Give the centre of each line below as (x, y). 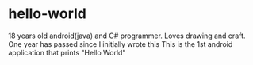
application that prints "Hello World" (67, 52)
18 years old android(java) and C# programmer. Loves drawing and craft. (127, 36)
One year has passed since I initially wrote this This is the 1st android (121, 44)
